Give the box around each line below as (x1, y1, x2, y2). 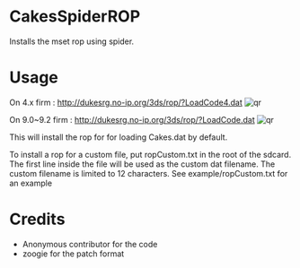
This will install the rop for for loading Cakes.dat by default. (9, 132, 228, 143)
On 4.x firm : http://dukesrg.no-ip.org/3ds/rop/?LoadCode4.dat (9, 97, 243, 108)
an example (9, 177, 52, 188)
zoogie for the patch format (22, 248, 125, 259)
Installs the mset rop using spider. (9, 36, 135, 47)
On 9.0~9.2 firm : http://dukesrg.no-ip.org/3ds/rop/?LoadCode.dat (9, 114, 255, 125)
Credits (9, 209, 66, 229)
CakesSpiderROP (9, 6, 141, 27)
